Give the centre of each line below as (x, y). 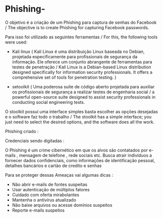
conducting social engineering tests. (48, 102)
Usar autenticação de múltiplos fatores (51, 189)
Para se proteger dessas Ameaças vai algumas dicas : (59, 175)
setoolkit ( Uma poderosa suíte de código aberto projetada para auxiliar (83, 86)
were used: (16, 42)
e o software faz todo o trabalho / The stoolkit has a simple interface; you (78, 117)
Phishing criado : (22, 131)
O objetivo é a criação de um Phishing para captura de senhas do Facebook (81, 22)
